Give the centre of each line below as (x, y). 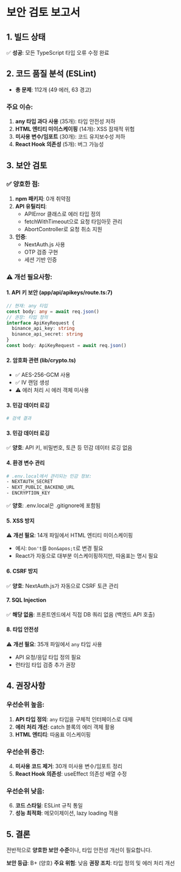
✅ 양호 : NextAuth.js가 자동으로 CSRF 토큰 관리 (62, 585)
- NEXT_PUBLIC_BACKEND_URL (41, 488)
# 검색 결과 (19, 418)
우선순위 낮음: (25, 791)
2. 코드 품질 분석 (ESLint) (51, 74)
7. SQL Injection (27, 600)
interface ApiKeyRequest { (41, 323)
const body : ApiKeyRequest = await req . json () (66, 346)
